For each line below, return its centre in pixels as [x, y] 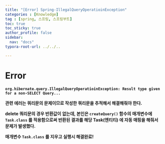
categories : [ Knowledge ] [32, 14]
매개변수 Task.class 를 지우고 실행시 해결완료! [49, 137]
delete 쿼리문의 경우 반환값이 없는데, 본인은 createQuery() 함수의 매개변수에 [79, 113]
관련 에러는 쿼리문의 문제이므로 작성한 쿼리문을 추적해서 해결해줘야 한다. [74, 103]
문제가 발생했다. [21, 126]
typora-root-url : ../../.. [33, 47]
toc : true [15, 24]
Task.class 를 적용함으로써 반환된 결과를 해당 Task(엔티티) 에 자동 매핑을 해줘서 [82, 120]
